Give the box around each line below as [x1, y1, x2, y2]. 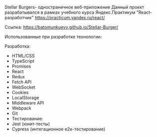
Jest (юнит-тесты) [11, 121, 50, 127]
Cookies [11, 90, 29, 95]
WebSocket [11, 84, 36, 90]
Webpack [11, 105, 32, 111]
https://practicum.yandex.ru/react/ [35, 15, 105, 20]
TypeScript [11, 58, 35, 64]
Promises [11, 64, 31, 69]
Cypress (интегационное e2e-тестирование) [11, 126, 106, 132]
